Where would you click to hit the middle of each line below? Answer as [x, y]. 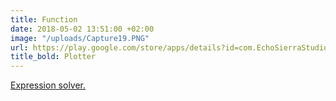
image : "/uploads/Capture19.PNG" [80, 38]
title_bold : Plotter [53, 57]
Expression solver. [48, 85]
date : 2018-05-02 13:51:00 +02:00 [82, 29]
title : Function [44, 19]
